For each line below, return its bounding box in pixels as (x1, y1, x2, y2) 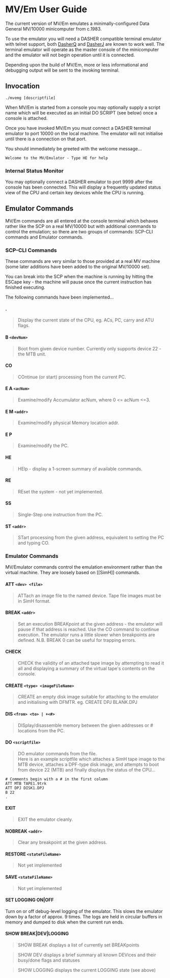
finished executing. (5, 284, 46, 290)
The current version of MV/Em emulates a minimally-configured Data (5, 20, 150, 26)
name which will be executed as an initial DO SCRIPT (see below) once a (5, 109, 158, 115)
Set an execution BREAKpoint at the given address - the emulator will (17, 620, 163, 627)
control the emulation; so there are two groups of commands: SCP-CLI (5, 228, 153, 234)
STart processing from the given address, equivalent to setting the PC (17, 535, 164, 541)
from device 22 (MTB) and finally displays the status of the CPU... (17, 766, 156, 773)
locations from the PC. (17, 727, 65, 733)
